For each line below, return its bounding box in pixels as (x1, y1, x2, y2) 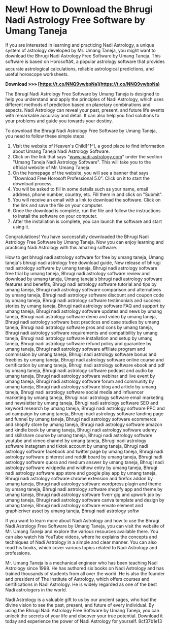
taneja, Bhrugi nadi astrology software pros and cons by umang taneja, (5, 324, 153, 330)
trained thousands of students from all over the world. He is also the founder (5, 570, 165, 577)
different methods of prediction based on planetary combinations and (5, 102, 151, 108)
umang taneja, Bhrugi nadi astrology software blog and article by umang (5, 383, 156, 389)
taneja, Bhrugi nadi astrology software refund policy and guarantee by (5, 340, 152, 346)
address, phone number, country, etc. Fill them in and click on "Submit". (12, 191, 163, 197)
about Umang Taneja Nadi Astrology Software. (12, 148, 110, 154)
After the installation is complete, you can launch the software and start (12, 218, 162, 224)
